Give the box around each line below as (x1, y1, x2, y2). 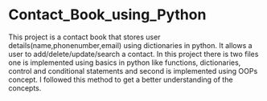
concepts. (8, 83, 42, 93)
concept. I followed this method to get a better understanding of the (8, 75, 233, 84)
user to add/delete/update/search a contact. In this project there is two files (8, 49, 259, 59)
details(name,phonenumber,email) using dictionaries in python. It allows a (8, 40, 253, 50)
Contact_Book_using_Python (8, 6, 207, 24)
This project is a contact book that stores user (8, 32, 161, 42)
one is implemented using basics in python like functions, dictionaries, (8, 58, 241, 67)
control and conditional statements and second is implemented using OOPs (8, 66, 258, 75)
